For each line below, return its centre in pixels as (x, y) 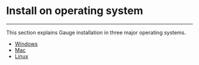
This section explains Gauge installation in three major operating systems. (96, 32)
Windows (26, 44)
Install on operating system (75, 11)
